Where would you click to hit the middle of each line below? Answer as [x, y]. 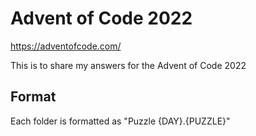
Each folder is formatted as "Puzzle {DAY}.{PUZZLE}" [120, 121]
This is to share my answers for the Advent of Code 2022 [128, 65]
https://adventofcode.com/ [66, 46]
